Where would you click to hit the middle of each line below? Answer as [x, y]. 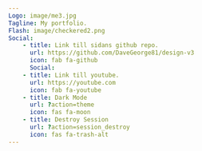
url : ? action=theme [61, 105]
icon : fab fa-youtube [65, 90]
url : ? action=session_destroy [79, 127]
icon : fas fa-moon [60, 113]
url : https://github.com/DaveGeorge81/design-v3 [112, 53]
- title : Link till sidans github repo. [91, 46]
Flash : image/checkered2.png [57, 30]
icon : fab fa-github [63, 61]
